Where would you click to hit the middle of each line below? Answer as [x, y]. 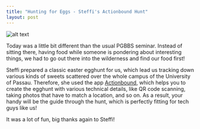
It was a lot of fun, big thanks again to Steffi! [61, 119]
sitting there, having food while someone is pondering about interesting [94, 52]
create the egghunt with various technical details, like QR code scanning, [96, 89]
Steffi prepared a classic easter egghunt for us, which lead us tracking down [100, 70]
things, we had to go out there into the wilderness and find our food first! [96, 58]
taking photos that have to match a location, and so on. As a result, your [95, 95]
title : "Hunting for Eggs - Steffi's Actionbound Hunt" [77, 12]
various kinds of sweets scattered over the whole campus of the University [99, 76]
